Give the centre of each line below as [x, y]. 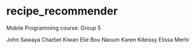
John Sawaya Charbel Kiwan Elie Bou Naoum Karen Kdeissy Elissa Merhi [98, 39]
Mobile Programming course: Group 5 [54, 28]
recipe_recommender [62, 11]
